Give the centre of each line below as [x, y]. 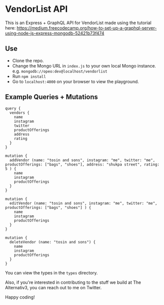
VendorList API [36, 9]
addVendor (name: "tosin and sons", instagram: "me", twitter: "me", [82, 160]
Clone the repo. [28, 61]
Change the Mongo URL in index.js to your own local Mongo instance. [84, 66]
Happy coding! [20, 297]
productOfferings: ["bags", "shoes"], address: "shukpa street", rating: [82, 164]
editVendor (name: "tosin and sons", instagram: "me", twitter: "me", [83, 203]
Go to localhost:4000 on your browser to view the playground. [76, 81]
